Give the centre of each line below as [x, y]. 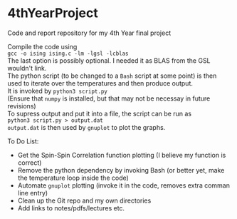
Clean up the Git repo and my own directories [84, 200]
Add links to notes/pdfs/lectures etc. [71, 208]
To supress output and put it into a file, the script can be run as [100, 113]
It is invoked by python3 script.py [58, 91]
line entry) [33, 193]
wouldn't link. [27, 68]
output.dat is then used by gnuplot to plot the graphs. [86, 127]
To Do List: [23, 141]
